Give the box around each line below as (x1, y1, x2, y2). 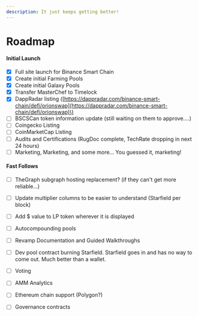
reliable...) (14, 183, 40, 190)
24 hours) (14, 142, 40, 149)
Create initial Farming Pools (14, 75, 83, 82)
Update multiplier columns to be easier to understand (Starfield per (14, 194, 181, 201)
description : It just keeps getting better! (6, 8, 119, 15)
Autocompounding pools (14, 225, 76, 232)
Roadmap (6, 34, 55, 48)
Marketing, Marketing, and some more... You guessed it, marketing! (14, 148, 182, 156)
